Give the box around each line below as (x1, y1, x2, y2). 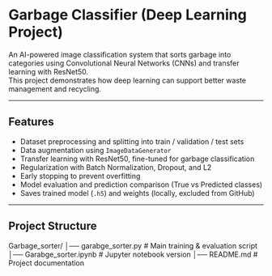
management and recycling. (8, 83, 102, 94)
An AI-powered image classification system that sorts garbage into (8, 49, 232, 59)
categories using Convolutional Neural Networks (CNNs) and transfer (8, 58, 240, 68)
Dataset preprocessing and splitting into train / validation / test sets (19, 136, 244, 146)
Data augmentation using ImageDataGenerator (19, 145, 172, 155)
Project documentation (8, 257, 85, 268)
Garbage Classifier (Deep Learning (8, 6, 247, 24)
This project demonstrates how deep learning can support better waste (8, 75, 247, 85)
